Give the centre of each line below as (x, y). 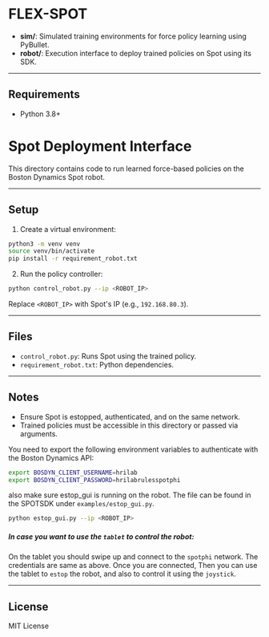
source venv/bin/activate (51, 251)
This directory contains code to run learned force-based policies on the (126, 168)
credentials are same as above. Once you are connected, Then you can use (133, 566)
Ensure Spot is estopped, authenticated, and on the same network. (130, 416)
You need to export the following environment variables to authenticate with (133, 449)
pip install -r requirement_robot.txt (73, 259)
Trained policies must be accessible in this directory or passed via (129, 425)
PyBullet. (34, 44)
